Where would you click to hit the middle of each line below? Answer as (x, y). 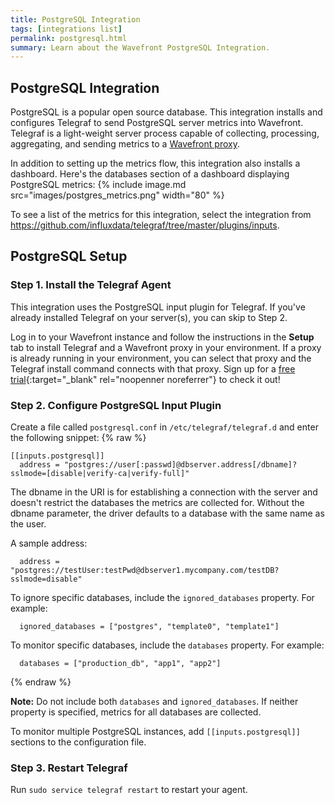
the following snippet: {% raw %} (78, 438)
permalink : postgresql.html (69, 38)
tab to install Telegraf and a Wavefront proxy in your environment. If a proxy (166, 347)
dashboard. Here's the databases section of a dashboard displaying (150, 174)
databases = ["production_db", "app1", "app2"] (120, 664)
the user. (28, 524)
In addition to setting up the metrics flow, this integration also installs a (155, 163)
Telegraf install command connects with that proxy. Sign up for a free (153, 368)
